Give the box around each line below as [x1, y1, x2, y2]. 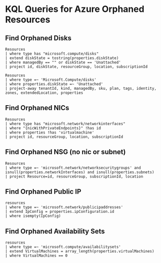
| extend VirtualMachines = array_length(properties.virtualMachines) [5, 249, 155, 254]
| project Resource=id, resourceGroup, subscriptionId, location [5, 174, 143, 179]
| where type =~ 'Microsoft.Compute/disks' [5, 77, 97, 82]
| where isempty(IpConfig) [5, 213, 61, 219]
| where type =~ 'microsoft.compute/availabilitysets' [5, 245, 121, 250]
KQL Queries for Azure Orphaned [5, 3, 145, 15]
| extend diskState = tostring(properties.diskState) [5, 56, 119, 61]
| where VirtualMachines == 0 [5, 253, 68, 259]
